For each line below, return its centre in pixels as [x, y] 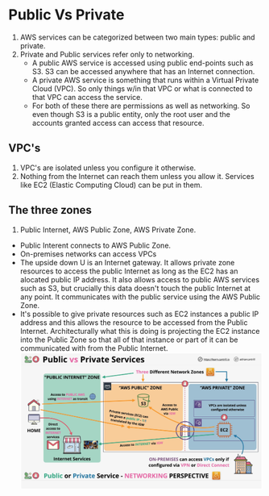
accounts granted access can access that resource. [118, 123]
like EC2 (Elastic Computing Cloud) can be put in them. [111, 185]
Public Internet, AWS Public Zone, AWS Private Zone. [108, 229]
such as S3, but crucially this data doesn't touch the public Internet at [135, 288]
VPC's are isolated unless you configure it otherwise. [108, 168]
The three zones [50, 210]
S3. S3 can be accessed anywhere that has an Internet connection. [143, 71]
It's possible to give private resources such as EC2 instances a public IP [139, 314]
